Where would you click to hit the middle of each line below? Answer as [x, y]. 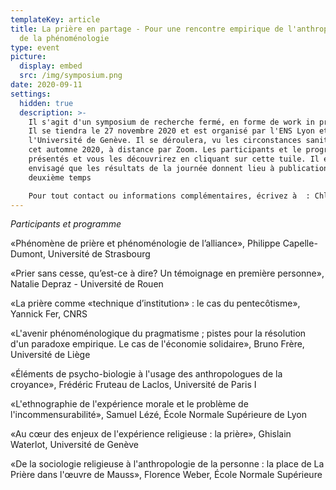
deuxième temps [60, 177]
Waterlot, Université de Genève [75, 445]
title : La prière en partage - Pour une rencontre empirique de [147, 29]
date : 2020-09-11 [46, 85]
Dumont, [28, 254]
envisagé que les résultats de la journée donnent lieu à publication [178, 168]
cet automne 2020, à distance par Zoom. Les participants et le [165, 150]
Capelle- [300, 243]
